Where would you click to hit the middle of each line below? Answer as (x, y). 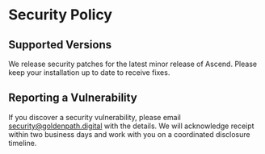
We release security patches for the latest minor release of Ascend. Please (132, 64)
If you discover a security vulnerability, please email (95, 117)
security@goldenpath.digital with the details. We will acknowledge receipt (131, 126)
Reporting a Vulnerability (73, 98)
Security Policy (61, 15)
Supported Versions (60, 45)
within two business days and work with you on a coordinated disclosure (129, 134)
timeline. (23, 143)
